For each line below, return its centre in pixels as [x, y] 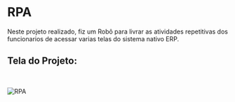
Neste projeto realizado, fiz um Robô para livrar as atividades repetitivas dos [117, 31]
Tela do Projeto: [42, 61]
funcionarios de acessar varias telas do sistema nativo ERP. [93, 38]
